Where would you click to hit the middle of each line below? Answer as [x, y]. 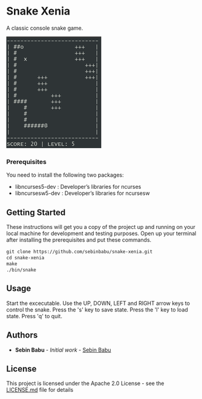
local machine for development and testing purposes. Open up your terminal [101, 234]
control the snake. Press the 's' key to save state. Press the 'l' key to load [97, 309]
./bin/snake [21, 270]
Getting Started [36, 212]
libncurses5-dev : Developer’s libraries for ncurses [78, 187]
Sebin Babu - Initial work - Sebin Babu [63, 350]
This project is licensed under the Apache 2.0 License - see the [85, 383]
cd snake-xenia [25, 258]
